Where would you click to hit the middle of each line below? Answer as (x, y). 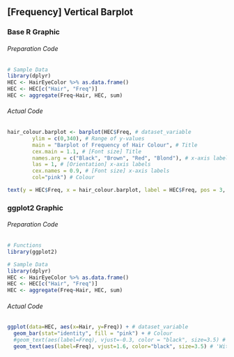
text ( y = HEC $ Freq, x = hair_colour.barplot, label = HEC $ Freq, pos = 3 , (117, 190)
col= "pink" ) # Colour (64, 178)
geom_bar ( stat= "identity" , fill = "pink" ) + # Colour (93, 334)
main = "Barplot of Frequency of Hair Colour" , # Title (115, 145)
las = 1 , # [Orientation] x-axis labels (92, 165)
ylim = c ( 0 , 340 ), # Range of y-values (88, 138)
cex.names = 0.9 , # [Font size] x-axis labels (101, 171)
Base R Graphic (34, 32)
